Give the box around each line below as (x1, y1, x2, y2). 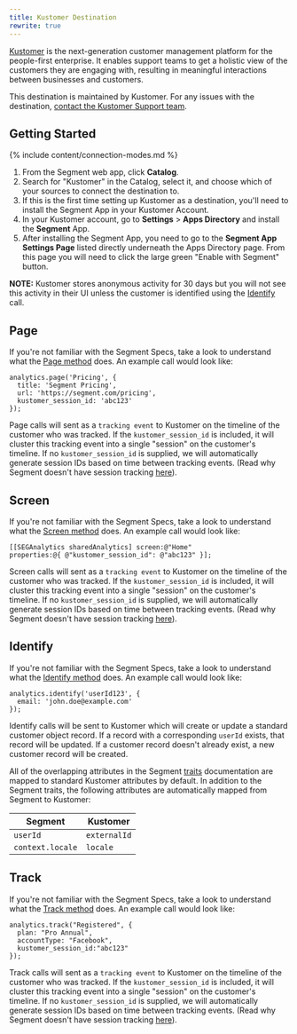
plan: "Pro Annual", (17, 928, 93, 937)
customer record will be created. (9, 748, 129, 759)
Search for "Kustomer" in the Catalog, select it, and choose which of (21, 177, 272, 187)
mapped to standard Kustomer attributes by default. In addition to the (9, 775, 262, 785)
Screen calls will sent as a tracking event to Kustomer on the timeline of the (9, 565, 288, 577)
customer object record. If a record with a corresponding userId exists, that (9, 730, 285, 740)
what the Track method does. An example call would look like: (9, 903, 235, 914)
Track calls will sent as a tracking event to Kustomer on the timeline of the (9, 967, 282, 977)
